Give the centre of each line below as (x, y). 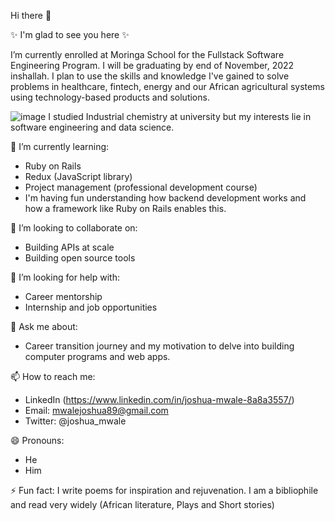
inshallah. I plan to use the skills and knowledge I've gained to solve (150, 76)
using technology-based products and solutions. (110, 97)
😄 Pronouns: (37, 440)
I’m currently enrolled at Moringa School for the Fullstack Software (147, 54)
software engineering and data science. (92, 127)
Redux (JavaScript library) (78, 176)
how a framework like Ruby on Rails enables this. (125, 208)
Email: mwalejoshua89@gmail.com (96, 410)
